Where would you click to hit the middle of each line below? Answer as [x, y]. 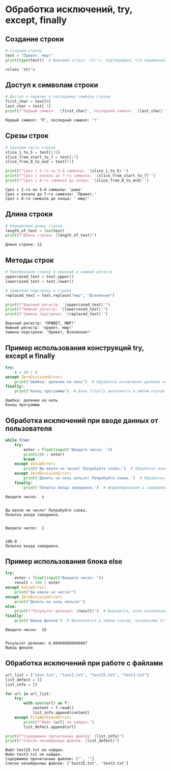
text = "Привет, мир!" [29, 55]
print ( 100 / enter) [44, 454]
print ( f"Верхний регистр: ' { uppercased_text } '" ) [58, 304]
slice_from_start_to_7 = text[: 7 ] [42, 157]
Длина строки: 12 [24, 245]
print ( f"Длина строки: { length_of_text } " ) [51, 236]
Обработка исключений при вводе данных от [82, 420]
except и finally [30, 356]
